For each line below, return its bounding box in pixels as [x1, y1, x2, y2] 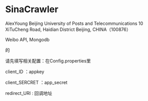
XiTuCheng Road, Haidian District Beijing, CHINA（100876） [5, 26, 131, 32]
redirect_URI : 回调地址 [5, 90, 52, 96]
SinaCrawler [5, 4, 59, 15]
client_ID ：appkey [5, 69, 45, 75]
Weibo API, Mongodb [5, 37, 50, 43]
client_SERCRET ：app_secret [5, 79, 67, 85]
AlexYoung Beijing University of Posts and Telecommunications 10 [5, 20, 143, 26]
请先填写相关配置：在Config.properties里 [5, 57, 91, 64]
